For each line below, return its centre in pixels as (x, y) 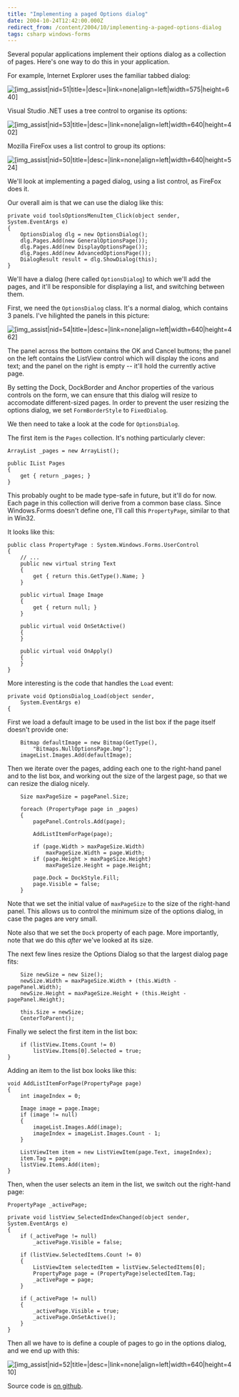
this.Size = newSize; (52, 1012)
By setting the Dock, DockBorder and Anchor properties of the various (111, 388)
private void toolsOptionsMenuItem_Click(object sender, (94, 216)
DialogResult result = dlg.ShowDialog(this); (89, 260)
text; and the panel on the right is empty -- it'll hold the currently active (112, 366)
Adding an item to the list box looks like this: (72, 1071)
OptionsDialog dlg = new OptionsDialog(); (84, 235)
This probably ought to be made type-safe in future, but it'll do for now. (112, 495)
